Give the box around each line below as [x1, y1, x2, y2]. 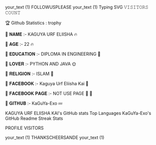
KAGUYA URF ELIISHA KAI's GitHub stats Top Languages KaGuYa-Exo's [5, 110, 152, 116]
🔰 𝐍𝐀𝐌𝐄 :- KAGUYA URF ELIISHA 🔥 [5, 32, 78, 37]
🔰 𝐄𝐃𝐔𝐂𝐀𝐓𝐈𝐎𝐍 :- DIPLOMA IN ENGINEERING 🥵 [5, 51, 101, 57]
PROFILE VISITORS [5, 125, 44, 131]
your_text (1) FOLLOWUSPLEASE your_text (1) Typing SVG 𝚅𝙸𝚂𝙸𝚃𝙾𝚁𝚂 [5, 4, 149, 10]
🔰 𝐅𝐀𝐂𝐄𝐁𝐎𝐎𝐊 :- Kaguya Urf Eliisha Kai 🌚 [5, 81, 89, 86]
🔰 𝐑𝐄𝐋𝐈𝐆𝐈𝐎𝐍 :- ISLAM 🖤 [5, 71, 54, 76]
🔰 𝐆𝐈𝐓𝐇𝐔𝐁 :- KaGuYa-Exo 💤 [5, 101, 63, 106]
